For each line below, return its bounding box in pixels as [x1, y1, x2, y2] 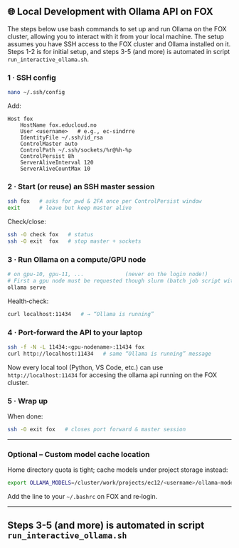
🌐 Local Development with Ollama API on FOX [7, 6, 213, 18]
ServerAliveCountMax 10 [20, 165, 91, 172]
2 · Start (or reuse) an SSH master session [7, 181, 155, 191]
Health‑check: [7, 297, 49, 305]
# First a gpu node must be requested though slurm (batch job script [7, 277, 221, 284]
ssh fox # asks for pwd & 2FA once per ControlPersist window [7, 198, 202, 205]
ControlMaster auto [20, 140, 78, 147]
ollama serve [7, 284, 46, 291]
